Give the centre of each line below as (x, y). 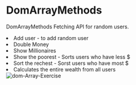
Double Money (31, 44)
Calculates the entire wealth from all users (65, 69)
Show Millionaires (35, 50)
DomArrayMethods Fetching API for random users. (68, 27)
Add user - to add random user (51, 38)
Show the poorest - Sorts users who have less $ (72, 57)
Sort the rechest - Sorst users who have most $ (71, 63)
